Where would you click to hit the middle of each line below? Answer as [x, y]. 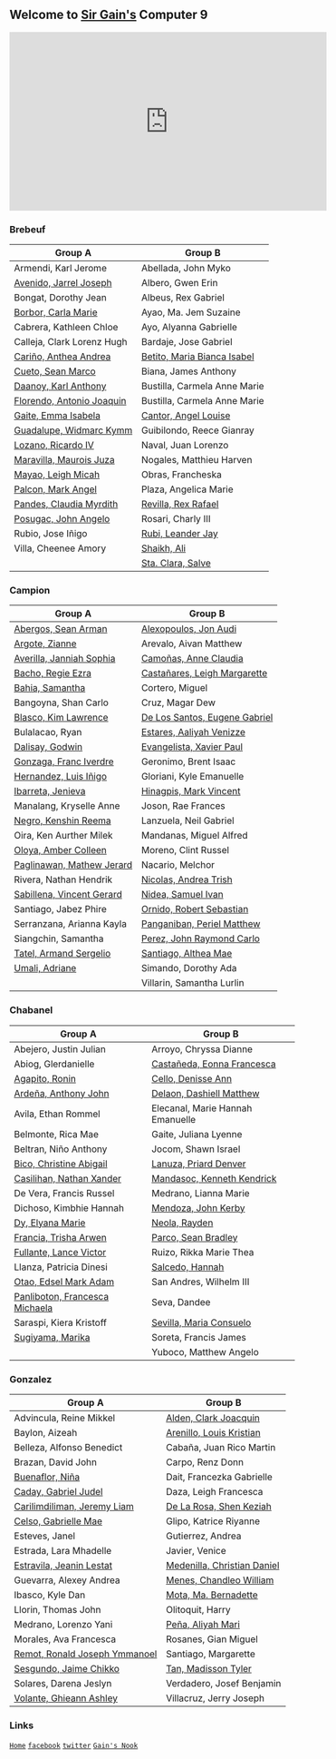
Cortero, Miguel [174, 688]
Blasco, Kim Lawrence [61, 718]
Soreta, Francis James [198, 1337]
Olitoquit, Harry [198, 1610]
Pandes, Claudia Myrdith [66, 505]
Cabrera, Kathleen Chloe [66, 328]
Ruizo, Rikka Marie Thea [202, 1252]
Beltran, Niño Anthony [61, 1149]
